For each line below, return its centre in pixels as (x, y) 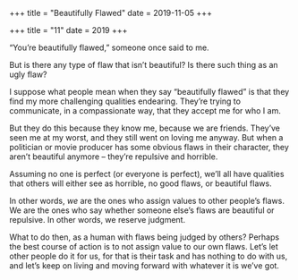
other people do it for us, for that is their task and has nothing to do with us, (149, 256)
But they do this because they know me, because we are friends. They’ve (145, 128)
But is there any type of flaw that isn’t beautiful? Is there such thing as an (144, 65)
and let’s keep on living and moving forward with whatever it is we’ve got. (145, 266)
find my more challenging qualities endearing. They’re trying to (125, 101)
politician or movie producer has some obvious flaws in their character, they (149, 147)
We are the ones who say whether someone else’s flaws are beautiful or (142, 210)
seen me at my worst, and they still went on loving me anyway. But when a (146, 137)
